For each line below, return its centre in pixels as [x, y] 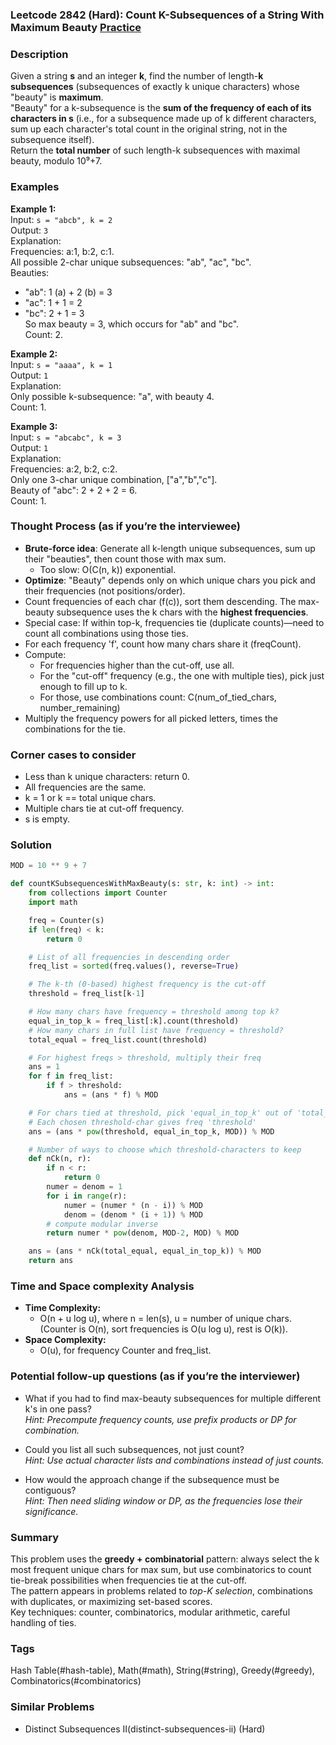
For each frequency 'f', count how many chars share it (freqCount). [163, 644]
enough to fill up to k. [83, 686]
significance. [51, 1511]
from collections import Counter [98, 893]
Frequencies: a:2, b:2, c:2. [64, 469]
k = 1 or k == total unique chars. [90, 798]
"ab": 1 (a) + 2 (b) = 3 [68, 292]
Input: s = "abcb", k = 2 [61, 219]
